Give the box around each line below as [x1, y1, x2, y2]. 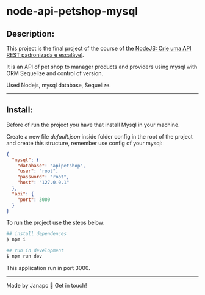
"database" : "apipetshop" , [17, 162, 86, 169]
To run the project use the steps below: [6, 219, 105, 227]
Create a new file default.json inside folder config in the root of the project [6, 133, 193, 140]
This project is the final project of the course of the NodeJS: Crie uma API [6, 45, 192, 52]
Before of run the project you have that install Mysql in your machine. [6, 121, 180, 128]
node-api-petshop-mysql [6, 4, 138, 18]
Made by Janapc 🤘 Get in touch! [6, 282, 87, 289]
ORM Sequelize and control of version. [6, 70, 104, 77]
